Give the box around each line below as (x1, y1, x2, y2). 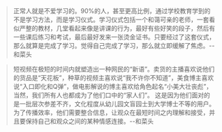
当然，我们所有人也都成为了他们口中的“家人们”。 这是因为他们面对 (13, 91, 205, 99)
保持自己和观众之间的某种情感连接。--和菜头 (25, 117, 154, 125)
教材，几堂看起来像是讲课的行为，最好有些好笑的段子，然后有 (37, 24, 216, 32)
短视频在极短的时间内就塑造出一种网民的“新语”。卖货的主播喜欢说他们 (13, 65, 215, 73)
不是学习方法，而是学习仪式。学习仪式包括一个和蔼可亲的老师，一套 (13, 15, 209, 24)
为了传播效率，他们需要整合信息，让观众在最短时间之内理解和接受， (13, 108, 209, 117)
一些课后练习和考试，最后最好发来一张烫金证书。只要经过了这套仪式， (13, 33, 216, 41)
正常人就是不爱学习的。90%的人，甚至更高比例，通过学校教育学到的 (13, 7, 211, 15)
